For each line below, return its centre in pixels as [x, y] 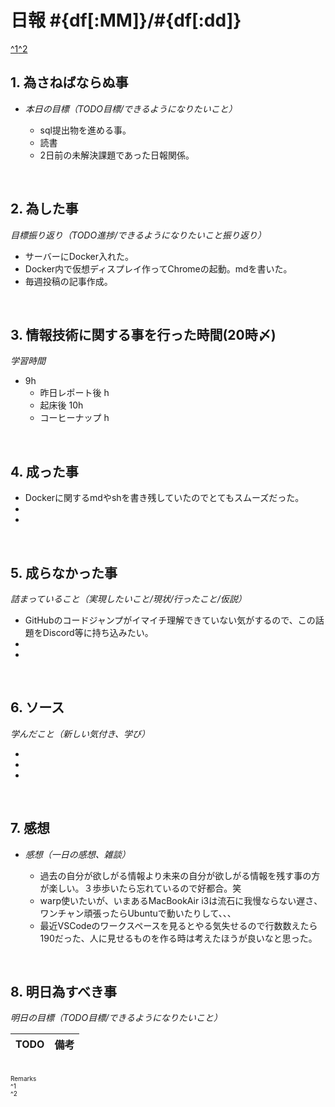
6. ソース [37, 707]
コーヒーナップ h [74, 418]
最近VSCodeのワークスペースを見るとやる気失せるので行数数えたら [178, 925]
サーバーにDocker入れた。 [79, 256]
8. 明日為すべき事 [64, 992]
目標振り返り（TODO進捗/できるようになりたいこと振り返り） [138, 235]
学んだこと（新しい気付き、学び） [80, 733]
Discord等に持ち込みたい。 [98, 632]
